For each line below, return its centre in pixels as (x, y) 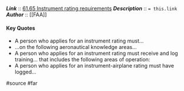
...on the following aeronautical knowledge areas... (76, 47)
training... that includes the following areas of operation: (82, 60)
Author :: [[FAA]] (26, 15)
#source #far (22, 83)
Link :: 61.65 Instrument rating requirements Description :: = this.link (92, 8)
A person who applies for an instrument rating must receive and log (96, 53)
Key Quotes (21, 28)
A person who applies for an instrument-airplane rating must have (94, 66)
